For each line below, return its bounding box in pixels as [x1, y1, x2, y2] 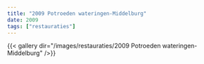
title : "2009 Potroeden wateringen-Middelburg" [7, 10, 147, 17]
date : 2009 [7, 17, 39, 23]
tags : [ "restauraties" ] [7, 23, 76, 30]
